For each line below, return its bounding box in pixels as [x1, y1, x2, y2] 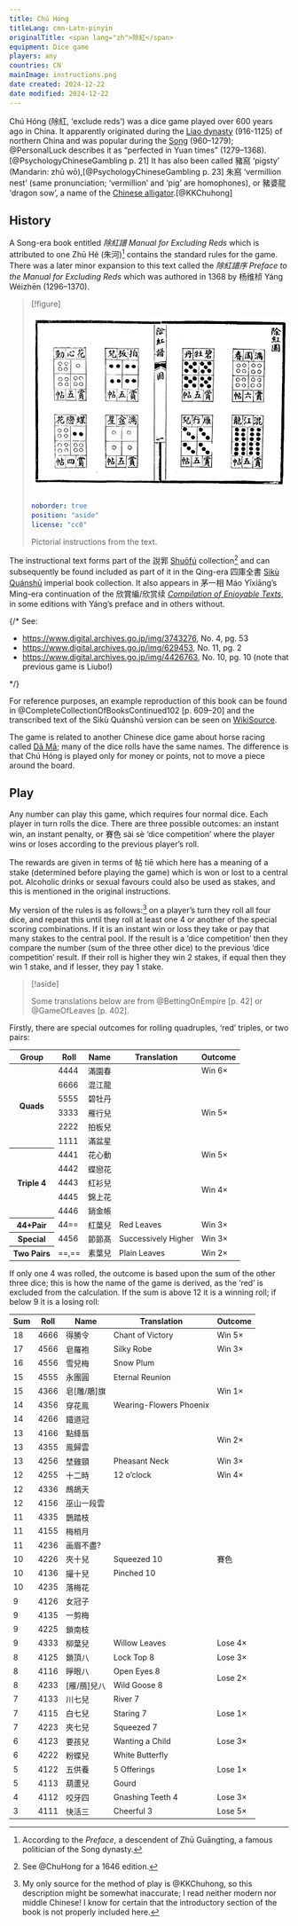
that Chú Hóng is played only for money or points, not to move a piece [9, 750, 266, 761]
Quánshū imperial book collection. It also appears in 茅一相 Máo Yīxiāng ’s [9, 577, 278, 588]
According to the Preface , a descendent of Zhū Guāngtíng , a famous [21, 1835, 273, 1845]
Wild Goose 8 [113, 1680, 163, 1691]
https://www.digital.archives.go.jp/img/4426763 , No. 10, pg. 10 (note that [21, 651, 289, 662]
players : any [9, 51, 58, 61]
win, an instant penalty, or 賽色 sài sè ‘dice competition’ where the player [9, 829, 275, 840]
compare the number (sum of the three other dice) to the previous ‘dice [9, 943, 271, 953]
